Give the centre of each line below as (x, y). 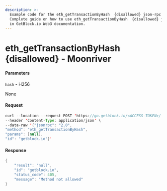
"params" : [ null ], (24, 134)
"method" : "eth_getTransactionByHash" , (46, 130)
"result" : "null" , (33, 166)
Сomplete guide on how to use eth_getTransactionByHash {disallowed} (84, 19)
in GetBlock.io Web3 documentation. (47, 24)
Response (16, 150)
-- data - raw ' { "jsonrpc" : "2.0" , (39, 125)
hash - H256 (17, 84)
